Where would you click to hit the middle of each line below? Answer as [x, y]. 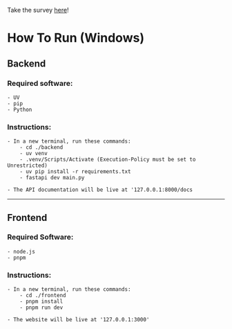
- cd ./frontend [43, 296]
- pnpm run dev [41, 308]
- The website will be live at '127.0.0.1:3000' [78, 320]
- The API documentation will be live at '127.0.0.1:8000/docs [100, 190]
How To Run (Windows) [76, 38]
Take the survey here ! [38, 10]
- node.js [21, 251]
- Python [20, 109]
